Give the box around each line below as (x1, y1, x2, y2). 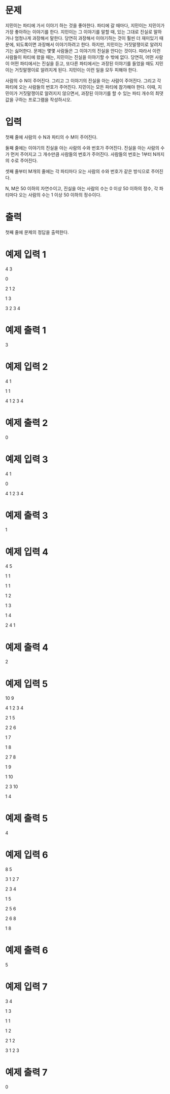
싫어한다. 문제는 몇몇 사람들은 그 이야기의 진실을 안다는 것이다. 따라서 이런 (14, 48, 161, 54)
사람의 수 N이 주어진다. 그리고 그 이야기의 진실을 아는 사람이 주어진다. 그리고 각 (5, 77, 161, 84)
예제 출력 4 (5, 641, 49, 653)
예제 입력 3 (5, 454, 48, 465)
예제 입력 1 (5, 249, 47, 260)
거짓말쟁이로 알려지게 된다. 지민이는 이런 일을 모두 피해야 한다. (14, 66, 138, 73)
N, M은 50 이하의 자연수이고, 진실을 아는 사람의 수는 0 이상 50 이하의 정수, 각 (5, 185, 158, 191)
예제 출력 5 (5, 813, 48, 825)
